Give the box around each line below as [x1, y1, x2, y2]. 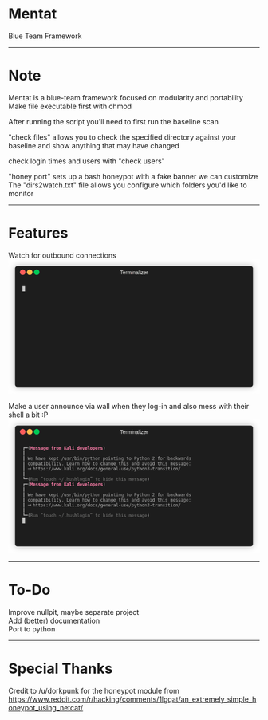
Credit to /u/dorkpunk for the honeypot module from [8, 686, 179, 695]
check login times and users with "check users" [8, 156, 165, 166]
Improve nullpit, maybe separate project [8, 607, 140, 616]
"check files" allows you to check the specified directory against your [8, 132, 237, 142]
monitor [8, 188, 34, 198]
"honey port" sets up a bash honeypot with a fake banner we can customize [8, 171, 258, 181]
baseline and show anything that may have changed [8, 140, 179, 150]
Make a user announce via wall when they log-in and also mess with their [8, 401, 250, 411]
